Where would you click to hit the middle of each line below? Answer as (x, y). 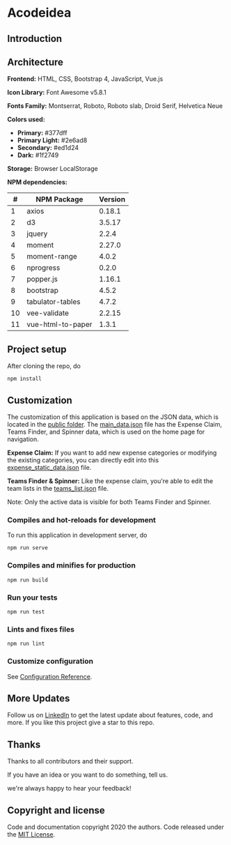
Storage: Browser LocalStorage (53, 169)
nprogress (43, 268)
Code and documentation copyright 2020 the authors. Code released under (116, 827)
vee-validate (48, 313)
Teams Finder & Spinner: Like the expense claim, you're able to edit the (110, 481)
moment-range (52, 257)
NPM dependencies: (37, 182)
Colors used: (26, 119)
